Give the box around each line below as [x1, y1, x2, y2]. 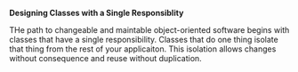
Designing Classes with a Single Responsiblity [9, 8, 184, 18]
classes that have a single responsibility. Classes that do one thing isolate [9, 35, 278, 44]
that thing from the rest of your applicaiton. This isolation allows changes [9, 44, 277, 54]
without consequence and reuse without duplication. [9, 53, 202, 63]
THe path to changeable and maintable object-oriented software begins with [9, 25, 290, 35]
